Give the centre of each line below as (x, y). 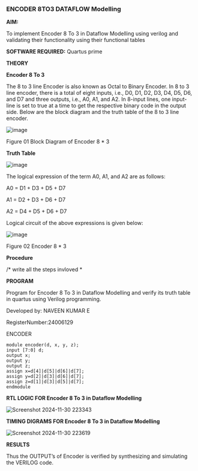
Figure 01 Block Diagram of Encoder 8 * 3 (58, 142)
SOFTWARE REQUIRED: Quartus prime (55, 52)
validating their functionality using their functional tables (76, 40)
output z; (19, 366)
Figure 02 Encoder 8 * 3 (37, 246)
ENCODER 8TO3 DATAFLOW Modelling (64, 9)
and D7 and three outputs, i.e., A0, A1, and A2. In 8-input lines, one (88, 99)
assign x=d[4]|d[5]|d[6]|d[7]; (45, 371)
